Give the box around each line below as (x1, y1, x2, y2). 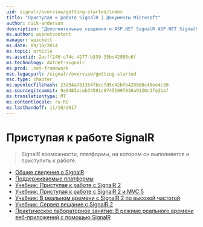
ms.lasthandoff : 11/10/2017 (6, 104, 77, 111)
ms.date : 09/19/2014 (6, 43, 59, 49)
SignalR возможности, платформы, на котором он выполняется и (21, 151, 190, 158)
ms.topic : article (6, 48, 53, 54)
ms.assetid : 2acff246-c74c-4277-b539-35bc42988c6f (6, 54, 137, 60)
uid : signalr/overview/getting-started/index (6, 8, 123, 15)
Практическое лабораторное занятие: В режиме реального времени (14, 207, 195, 215)
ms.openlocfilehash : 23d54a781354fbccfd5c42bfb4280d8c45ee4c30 (6, 82, 169, 88)
